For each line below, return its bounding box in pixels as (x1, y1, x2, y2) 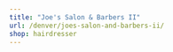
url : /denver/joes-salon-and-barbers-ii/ (9, 21, 165, 30)
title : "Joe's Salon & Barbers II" (9, 12, 141, 22)
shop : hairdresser (9, 29, 77, 38)
